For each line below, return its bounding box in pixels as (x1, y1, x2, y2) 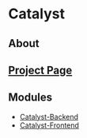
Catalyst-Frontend (19, 120, 79, 130)
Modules (8, 91, 53, 104)
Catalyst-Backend (19, 112, 79, 121)
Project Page (8, 63, 73, 77)
